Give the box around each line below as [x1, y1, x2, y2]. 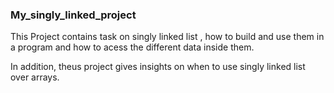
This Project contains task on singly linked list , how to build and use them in [10, 31, 325, 43]
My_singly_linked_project [10, 8, 137, 22]
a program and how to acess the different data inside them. [10, 41, 255, 53]
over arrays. [10, 71, 60, 83]
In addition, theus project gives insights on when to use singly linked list [10, 61, 306, 73]
